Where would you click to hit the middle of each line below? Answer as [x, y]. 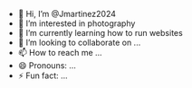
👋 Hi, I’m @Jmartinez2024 [67, 14]
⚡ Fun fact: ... [43, 75]
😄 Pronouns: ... [47, 66]
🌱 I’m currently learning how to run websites [100, 33]
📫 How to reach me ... [60, 53]
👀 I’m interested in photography [77, 23]
